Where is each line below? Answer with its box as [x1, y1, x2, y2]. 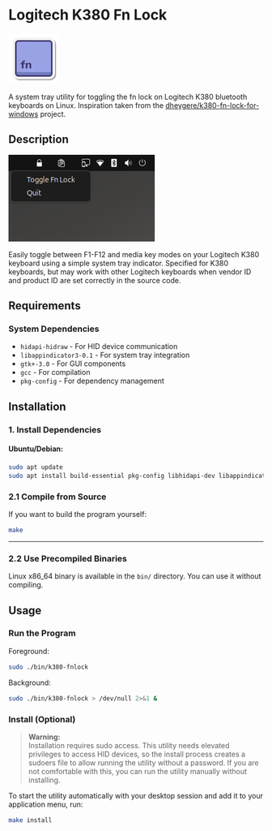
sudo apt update [8, 463, 63, 471]
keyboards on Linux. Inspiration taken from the [8, 100, 164, 110]
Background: [8, 678, 51, 687]
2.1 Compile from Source [8, 491, 107, 502]
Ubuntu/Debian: [8, 444, 63, 454]
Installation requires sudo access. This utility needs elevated [28, 740, 230, 750]
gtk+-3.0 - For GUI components [19, 359, 126, 368]
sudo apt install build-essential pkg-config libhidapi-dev [8, 471, 216, 480]
